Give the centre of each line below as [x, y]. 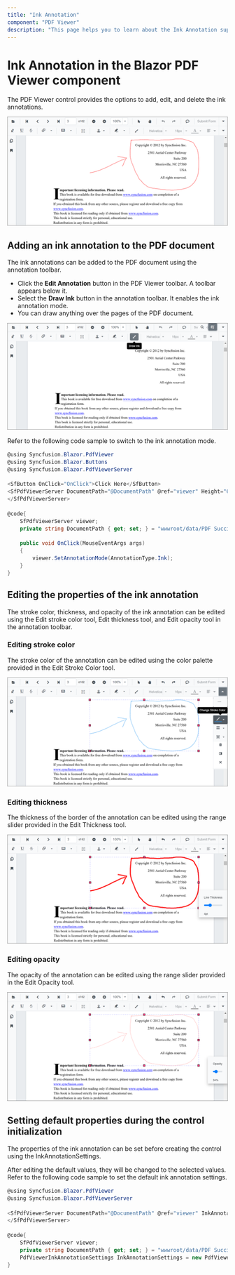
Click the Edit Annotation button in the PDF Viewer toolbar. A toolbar [116, 284]
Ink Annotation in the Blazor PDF [103, 65]
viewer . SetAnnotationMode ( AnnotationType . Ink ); [103, 558]
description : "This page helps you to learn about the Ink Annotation [112, 29]
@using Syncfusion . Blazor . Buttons [58, 462]
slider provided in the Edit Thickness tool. [67, 825]
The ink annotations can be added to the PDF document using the [102, 263]
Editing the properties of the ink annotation [103, 595]
